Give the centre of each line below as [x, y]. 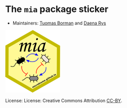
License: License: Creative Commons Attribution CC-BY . [64, 100]
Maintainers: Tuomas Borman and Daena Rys [59, 23]
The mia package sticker [57, 9]
